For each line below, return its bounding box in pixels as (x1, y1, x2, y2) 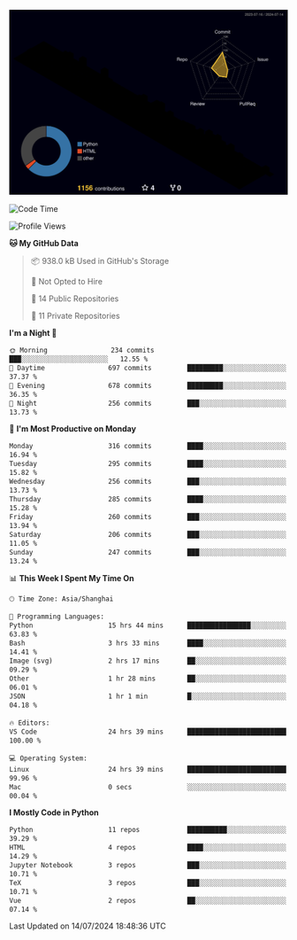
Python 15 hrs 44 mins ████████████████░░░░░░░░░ (9, 621, 287, 630)
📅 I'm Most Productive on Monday (9, 423, 137, 434)
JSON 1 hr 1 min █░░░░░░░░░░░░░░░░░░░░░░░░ (9, 692, 287, 701)
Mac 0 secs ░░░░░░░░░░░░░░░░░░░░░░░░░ (9, 783, 287, 792)
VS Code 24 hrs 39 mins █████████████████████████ (9, 727, 287, 736)
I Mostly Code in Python (9, 807, 99, 818)
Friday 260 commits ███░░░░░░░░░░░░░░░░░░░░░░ (9, 513, 287, 522)
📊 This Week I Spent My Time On (9, 573, 134, 584)
